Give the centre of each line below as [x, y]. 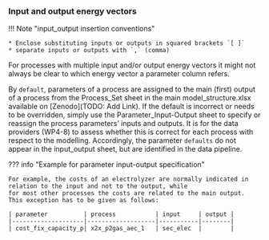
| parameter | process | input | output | [121, 214]
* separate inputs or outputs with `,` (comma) [89, 51]
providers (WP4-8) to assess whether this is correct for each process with [131, 132]
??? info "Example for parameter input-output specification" [107, 165]
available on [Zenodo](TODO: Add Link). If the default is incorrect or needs [131, 107]
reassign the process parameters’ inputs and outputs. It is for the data [123, 124]
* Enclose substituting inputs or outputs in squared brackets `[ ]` [127, 43]
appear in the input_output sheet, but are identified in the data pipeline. [125, 149]
